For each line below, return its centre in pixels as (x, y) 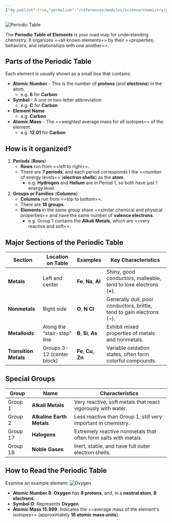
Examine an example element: (37, 483)
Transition (20, 351)
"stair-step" (57, 333)
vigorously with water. (101, 408)
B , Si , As (87, 333)
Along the (54, 327)
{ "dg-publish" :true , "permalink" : (41, 10)
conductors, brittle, (129, 306)
